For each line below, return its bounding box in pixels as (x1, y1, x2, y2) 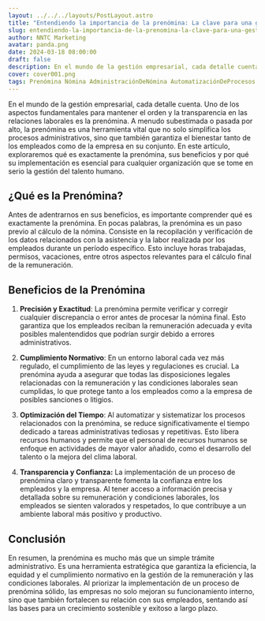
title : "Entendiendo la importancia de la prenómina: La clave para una (8, 19, 252, 27)
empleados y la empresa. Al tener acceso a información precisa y (19, 484, 233, 494)
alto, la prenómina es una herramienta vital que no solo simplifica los (8, 124, 231, 134)
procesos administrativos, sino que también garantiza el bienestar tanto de (8, 133, 251, 142)
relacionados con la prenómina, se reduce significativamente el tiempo (19, 419, 250, 428)
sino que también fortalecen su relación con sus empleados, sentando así (8, 595, 248, 604)
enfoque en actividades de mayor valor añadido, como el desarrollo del (19, 443, 252, 454)
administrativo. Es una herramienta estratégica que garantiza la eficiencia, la (8, 561, 256, 570)
